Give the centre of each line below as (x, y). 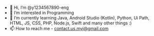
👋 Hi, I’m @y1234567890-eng (39, 8)
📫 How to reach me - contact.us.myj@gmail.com (59, 28)
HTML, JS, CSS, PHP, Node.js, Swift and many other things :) (71, 23)
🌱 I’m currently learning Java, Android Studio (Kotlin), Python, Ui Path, (79, 18)
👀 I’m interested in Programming (42, 13)
